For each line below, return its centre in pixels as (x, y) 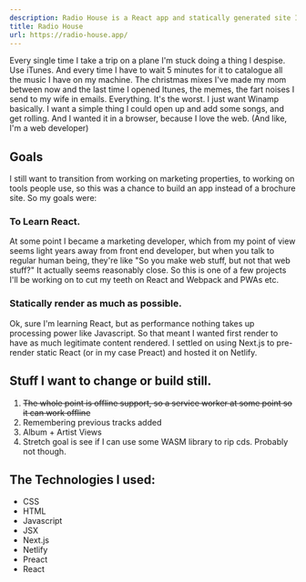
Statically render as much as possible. (96, 304)
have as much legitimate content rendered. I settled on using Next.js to (142, 343)
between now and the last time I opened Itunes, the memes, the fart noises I (152, 90)
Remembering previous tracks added (92, 422)
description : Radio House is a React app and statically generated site (150, 18)
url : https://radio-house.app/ (69, 35)
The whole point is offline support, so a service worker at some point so (158, 403)
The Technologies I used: (83, 480)
